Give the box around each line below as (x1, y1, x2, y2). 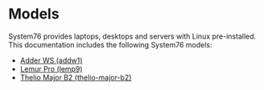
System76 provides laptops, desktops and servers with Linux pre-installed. (8, 31, 257, 41)
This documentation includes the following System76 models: (8, 39, 212, 49)
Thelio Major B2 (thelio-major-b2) (19, 72, 132, 82)
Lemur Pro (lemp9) (19, 63, 83, 73)
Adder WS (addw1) (19, 55, 83, 65)
